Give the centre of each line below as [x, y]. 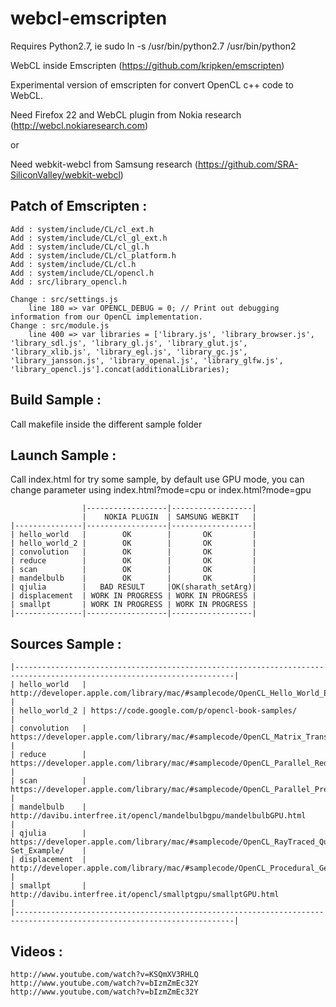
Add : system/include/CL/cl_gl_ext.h [89, 238]
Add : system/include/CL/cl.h [73, 264]
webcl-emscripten [89, 18]
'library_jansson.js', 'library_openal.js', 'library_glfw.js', [147, 360]
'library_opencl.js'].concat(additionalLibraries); [120, 369]
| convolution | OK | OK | [133, 552]
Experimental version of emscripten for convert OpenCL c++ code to [152, 84]
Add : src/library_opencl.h [69, 282]
